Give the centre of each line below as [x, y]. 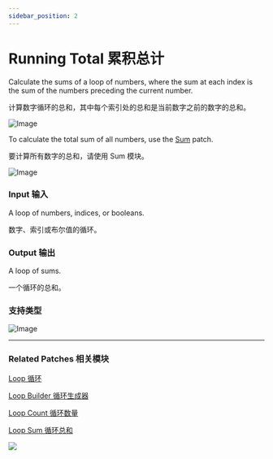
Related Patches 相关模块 [59, 359]
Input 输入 [28, 194]
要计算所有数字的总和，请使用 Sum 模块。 [78, 156]
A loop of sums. [35, 271]
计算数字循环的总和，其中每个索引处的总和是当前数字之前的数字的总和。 [129, 107]
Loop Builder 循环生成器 [49, 396]
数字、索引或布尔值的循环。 [55, 229]
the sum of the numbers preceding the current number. [101, 90]
